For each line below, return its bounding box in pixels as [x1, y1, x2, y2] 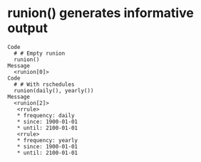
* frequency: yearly [16, 136, 78, 144]
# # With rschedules [14, 80, 75, 88]
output [7, 20, 48, 36]
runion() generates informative [7, 5, 194, 21]
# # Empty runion [14, 50, 66, 57]
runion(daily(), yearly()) [14, 87, 94, 94]
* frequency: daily [16, 112, 75, 119]
